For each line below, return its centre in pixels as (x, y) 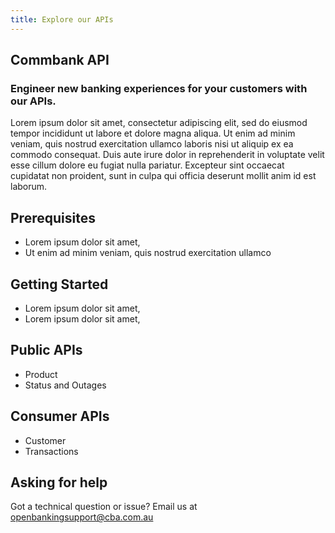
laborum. (29, 187)
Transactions (51, 451)
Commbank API (60, 60)
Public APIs (46, 350)
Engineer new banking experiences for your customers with (159, 88)
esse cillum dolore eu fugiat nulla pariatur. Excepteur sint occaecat (147, 165)
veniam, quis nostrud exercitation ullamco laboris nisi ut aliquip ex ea (152, 144)
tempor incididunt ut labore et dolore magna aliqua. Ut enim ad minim (153, 133)
